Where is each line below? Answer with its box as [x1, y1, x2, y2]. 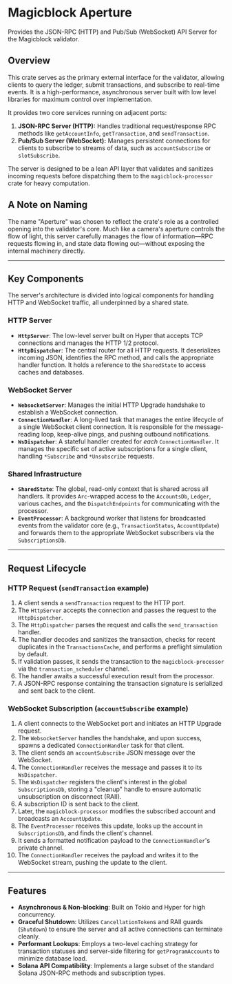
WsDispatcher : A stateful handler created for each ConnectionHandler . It [17, 437, 220, 446]
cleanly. [17, 932, 41, 941]
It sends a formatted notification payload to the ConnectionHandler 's [17, 837, 211, 845]
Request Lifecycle [8, 563, 87, 574]
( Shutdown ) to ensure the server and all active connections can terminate [17, 925, 223, 934]
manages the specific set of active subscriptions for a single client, [17, 444, 209, 452]
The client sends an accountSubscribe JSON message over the [17, 749, 196, 757]
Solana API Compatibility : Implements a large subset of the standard [17, 962, 214, 970]
